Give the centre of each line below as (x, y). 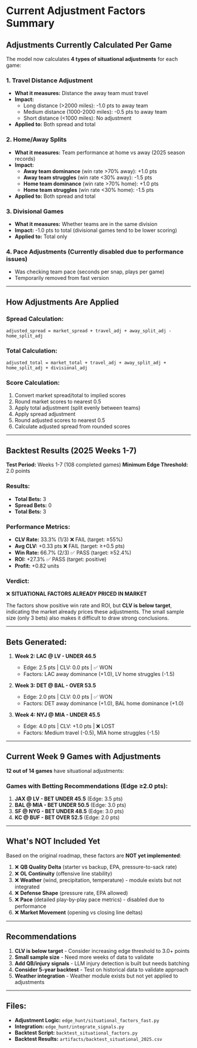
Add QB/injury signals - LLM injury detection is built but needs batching (102, 963)
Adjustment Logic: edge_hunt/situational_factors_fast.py (87, 1020)
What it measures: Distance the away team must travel (81, 93)
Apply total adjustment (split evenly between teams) (77, 408)
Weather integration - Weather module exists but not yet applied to (96, 976)
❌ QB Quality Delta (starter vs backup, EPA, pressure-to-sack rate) (96, 867)
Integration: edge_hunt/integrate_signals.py (69, 1026)
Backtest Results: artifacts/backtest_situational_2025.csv (88, 1039)
